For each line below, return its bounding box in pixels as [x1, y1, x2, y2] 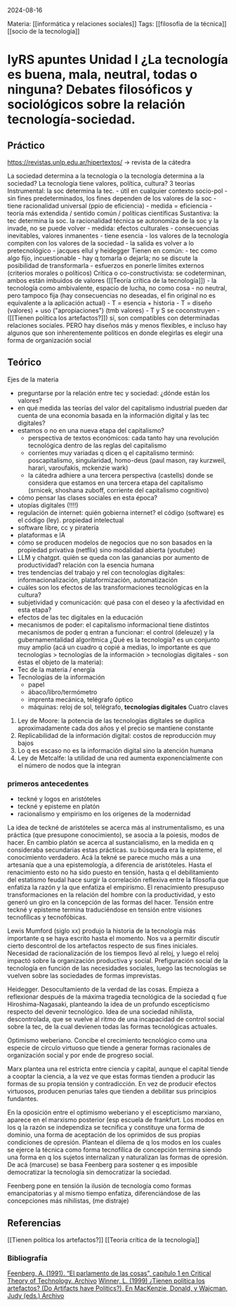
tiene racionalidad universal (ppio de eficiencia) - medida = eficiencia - [7, 202, 213, 210]
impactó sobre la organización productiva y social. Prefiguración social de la [7, 957, 228, 965]
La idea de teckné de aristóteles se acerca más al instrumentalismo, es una [7, 823, 225, 832]
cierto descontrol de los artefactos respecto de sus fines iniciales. [7, 942, 199, 950]
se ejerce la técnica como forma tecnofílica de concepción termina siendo [7, 1146, 223, 1154]
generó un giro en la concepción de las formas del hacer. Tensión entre [7, 898, 214, 907]
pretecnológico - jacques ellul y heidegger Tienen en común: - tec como [7, 246, 218, 255]
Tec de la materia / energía [17, 665, 96, 674]
